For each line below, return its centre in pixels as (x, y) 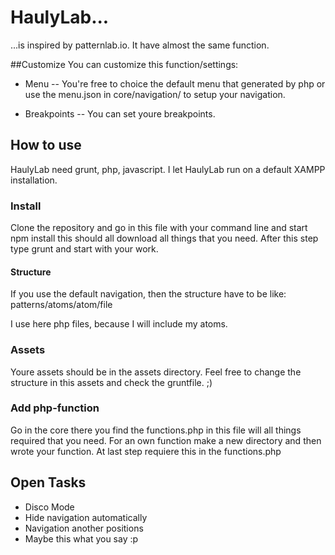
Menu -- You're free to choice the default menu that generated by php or (175, 83)
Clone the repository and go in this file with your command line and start (159, 228)
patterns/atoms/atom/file (61, 305)
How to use (46, 145)
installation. (34, 180)
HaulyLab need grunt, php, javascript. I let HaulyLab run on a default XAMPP (168, 169)
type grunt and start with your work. (84, 249)
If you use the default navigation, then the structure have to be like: (148, 294)
